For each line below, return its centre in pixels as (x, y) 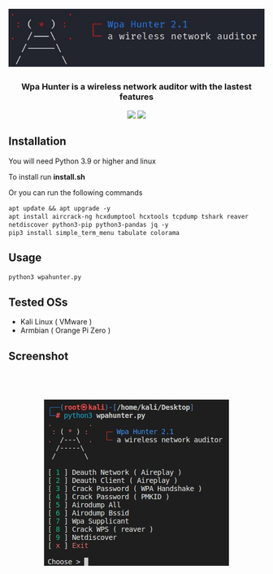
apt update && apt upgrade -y (60, 208)
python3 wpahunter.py (45, 277)
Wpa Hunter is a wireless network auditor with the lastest (136, 87)
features (136, 97)
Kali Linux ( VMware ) (56, 322)
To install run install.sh (47, 176)
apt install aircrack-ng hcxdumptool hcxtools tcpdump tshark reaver (129, 216)
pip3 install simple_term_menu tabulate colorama (94, 233)
